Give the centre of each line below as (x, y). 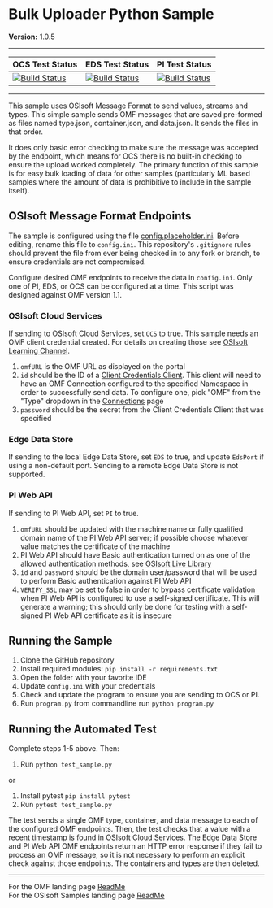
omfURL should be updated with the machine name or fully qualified (132, 528)
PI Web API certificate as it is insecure (109, 615)
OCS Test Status (45, 64)
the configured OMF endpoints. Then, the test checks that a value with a (130, 829)
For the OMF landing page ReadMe (67, 887)
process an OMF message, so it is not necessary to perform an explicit (127, 855)
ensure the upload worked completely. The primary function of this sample (133, 164)
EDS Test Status (117, 64)
